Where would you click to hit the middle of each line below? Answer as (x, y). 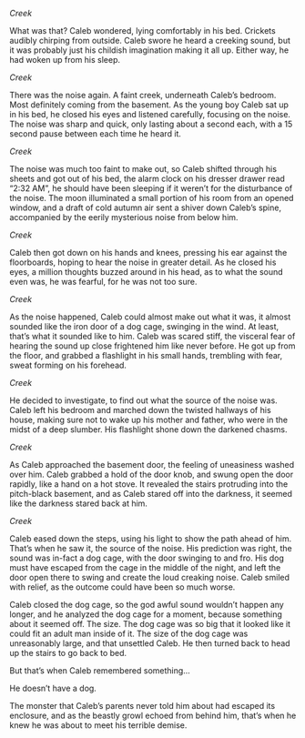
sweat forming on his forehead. (68, 365)
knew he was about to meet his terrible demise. (98, 725)
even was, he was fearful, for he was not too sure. (103, 282)
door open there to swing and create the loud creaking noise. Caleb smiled (149, 577)
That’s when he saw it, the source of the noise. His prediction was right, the (151, 548)
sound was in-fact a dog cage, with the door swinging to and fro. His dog (147, 558)
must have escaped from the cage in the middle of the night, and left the (145, 567)
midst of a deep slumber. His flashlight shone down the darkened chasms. (149, 430)
